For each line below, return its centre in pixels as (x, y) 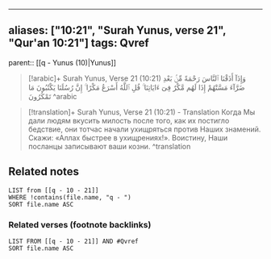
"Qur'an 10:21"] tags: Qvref (79, 43)
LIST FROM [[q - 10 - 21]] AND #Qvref (73, 241)
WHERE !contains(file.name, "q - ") (70, 197)
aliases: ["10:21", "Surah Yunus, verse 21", (117, 30)
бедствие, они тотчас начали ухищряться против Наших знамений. (144, 129)
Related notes (44, 171)
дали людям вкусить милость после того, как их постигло (129, 120)
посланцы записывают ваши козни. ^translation (109, 146)
